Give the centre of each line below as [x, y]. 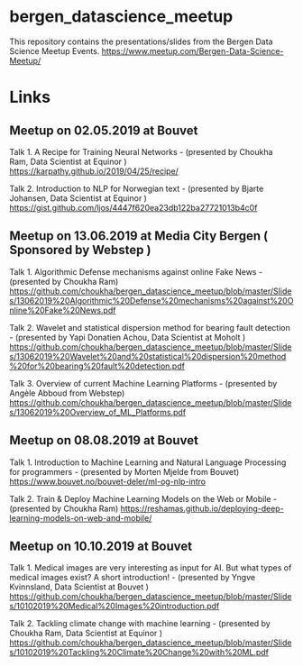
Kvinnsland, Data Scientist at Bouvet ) [79, 587]
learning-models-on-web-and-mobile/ [81, 518]
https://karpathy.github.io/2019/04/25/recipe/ [94, 171]
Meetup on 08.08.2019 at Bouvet [104, 440]
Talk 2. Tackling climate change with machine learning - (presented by [140, 624]
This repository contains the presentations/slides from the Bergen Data [141, 41]
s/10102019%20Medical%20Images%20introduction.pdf [115, 607]
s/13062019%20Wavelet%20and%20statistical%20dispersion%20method [148, 356]
